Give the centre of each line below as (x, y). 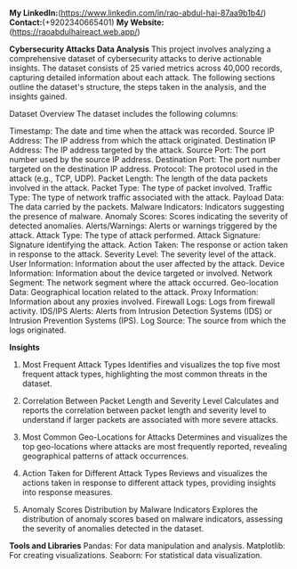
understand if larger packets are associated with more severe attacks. (150, 420)
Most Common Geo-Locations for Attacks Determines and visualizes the (155, 437)
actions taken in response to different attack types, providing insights (149, 482)
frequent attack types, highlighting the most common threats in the (144, 374)
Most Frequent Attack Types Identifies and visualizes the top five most (151, 364)
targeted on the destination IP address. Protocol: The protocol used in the (144, 169)
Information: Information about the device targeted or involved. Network (141, 273)
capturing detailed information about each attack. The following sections (142, 78)
